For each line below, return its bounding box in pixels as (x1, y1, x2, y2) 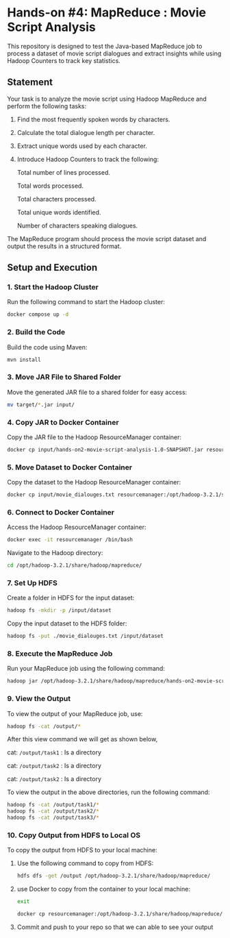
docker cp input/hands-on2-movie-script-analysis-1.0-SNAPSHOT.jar (7, 446, 204, 453)
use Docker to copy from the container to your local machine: (16, 885, 190, 893)
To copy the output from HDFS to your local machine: (7, 846, 157, 854)
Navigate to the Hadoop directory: (7, 549, 103, 557)
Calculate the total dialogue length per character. (16, 128, 155, 136)
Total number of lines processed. (16, 168, 111, 176)
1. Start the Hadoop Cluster (7, 282, 99, 292)
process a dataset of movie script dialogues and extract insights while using (7, 49, 222, 58)
